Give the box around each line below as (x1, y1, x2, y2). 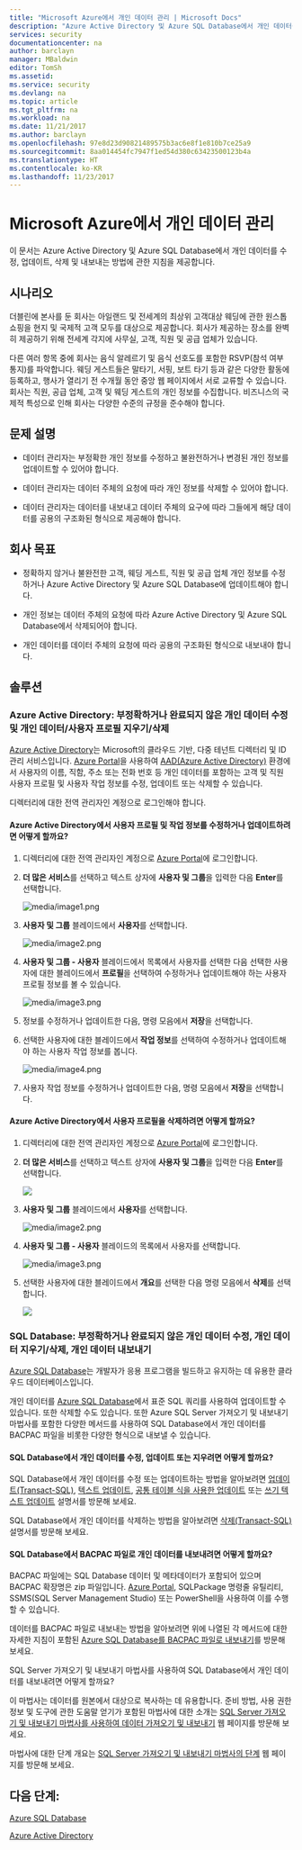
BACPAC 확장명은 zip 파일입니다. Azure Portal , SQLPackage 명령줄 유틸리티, (9, 1582, 284, 1593)
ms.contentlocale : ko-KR (9, 164, 102, 173)
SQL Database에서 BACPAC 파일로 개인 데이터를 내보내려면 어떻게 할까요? (9, 1548, 273, 1559)
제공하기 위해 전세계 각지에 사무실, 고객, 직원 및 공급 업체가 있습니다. (18, 334, 258, 344)
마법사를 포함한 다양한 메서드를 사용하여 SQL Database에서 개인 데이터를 (9, 1419, 267, 1430)
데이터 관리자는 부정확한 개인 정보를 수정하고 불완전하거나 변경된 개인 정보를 (22, 452, 289, 463)
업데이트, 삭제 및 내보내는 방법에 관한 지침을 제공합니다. (21, 257, 216, 267)
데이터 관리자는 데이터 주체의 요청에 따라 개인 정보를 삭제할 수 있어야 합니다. (22, 483, 289, 493)
